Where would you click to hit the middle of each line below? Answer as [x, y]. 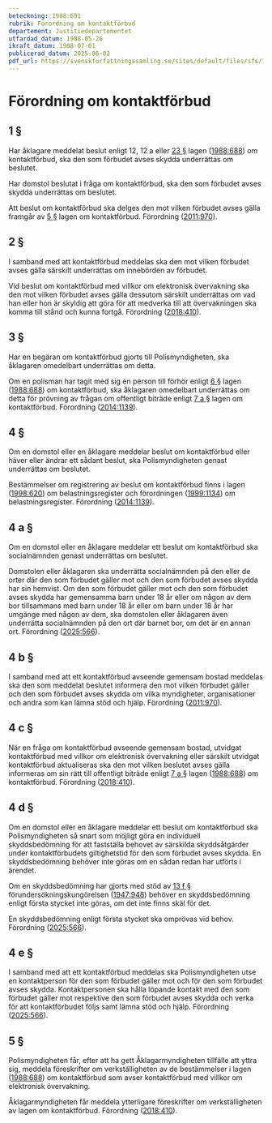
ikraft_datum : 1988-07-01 [52, 46]
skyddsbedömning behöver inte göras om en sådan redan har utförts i [125, 861]
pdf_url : [23, 62]
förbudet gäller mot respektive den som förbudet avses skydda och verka [131, 998]
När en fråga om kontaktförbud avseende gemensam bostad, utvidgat [125, 748]
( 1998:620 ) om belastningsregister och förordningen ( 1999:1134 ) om [122, 493]
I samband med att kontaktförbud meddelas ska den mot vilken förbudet [129, 261]
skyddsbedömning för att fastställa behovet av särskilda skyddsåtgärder [129, 844]
